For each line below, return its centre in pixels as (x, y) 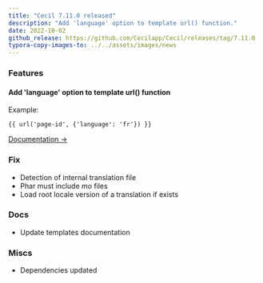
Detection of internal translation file (78, 177)
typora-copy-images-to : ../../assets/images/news (93, 45)
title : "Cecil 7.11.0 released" (62, 16)
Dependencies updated (58, 270)
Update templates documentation (75, 232)
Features (26, 73)
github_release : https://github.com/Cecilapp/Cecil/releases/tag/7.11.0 (132, 38)
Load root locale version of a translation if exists (99, 194)
